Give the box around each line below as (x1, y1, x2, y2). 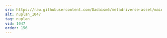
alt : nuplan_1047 (5, 12, 41, 17)
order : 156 (5, 26, 28, 31)
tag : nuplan (5, 16, 30, 21)
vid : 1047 (5, 21, 26, 26)
